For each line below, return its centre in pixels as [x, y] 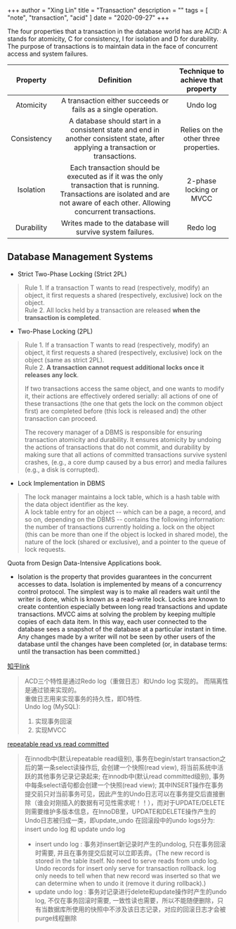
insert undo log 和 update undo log [75, 829]
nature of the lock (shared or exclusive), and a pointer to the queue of [125, 541]
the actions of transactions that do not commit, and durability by [117, 447]
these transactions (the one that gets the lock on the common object [124, 403]
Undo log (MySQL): [52, 706]
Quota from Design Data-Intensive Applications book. [85, 562]
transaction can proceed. [61, 418]
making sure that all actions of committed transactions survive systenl [125, 455]
